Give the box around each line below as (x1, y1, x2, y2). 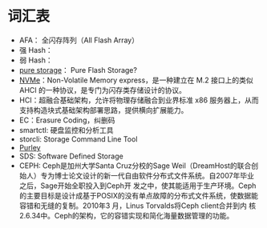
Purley (18, 142, 41, 152)
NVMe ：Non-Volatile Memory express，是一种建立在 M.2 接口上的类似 (18, 75, 253, 85)
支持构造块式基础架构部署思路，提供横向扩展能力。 (18, 105, 188, 114)
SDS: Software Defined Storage (18, 151, 123, 161)
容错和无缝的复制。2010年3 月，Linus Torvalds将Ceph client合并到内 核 (18, 201, 257, 210)
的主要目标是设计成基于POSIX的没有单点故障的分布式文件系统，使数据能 (18, 190, 258, 200)
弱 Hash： (18, 55, 53, 65)
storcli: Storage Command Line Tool (18, 134, 138, 144)
